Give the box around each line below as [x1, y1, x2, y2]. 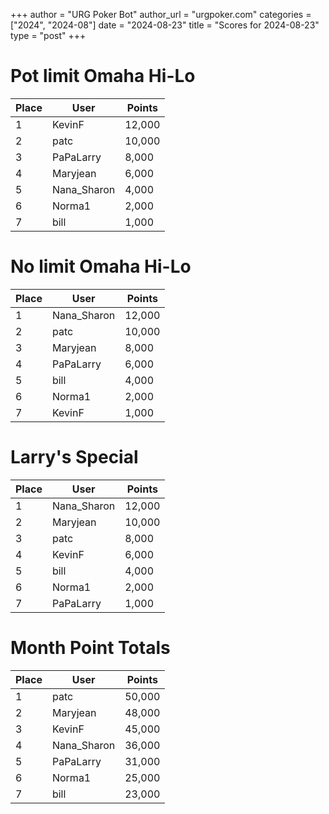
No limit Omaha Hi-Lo [10, 255, 192, 278]
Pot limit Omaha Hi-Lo [10, 65, 196, 88]
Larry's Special [10, 446, 139, 469]
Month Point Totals [10, 637, 171, 659]
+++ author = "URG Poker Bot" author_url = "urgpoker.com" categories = [10, 9, 312, 20]
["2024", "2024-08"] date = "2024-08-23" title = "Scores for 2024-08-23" [10, 19, 320, 31]
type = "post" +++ [10, 30, 87, 41]
